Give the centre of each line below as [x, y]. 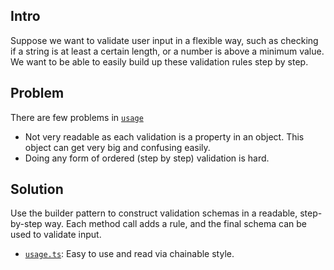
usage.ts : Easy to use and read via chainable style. [129, 254]
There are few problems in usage [77, 117]
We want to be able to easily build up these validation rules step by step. [159, 61]
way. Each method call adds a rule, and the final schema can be [175, 224]
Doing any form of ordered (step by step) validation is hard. [147, 158]
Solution [37, 189]
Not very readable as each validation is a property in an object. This [164, 136]
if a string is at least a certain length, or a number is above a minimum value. [167, 51]
